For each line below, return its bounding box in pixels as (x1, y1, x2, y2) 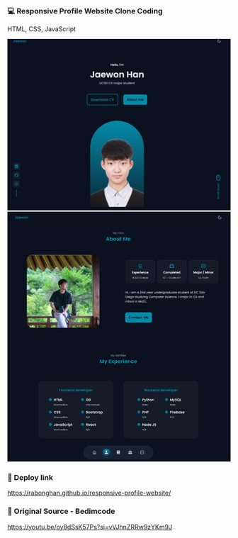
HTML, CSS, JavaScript (7, 25, 76, 33)
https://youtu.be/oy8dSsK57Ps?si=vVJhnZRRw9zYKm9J (7, 522, 172, 531)
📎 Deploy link (7, 473, 53, 483)
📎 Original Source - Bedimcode (7, 506, 115, 516)
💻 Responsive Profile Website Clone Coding (7, 6, 163, 16)
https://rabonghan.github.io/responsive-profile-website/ (7, 488, 171, 498)
